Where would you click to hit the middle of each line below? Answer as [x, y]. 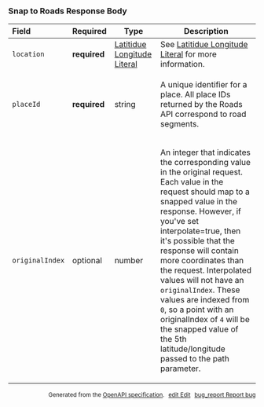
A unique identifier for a [203, 85]
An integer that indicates [205, 152]
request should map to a [205, 192]
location [28, 54]
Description [206, 31]
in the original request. [202, 172]
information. [182, 64]
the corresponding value [205, 163]
